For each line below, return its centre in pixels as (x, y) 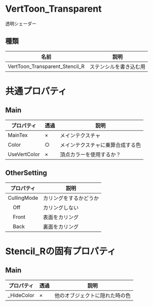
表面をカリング (61, 217)
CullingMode (23, 198)
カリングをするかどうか (71, 198)
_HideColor (21, 295)
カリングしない (61, 208)
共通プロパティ (36, 91)
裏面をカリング (61, 227)
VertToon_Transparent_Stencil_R (46, 66)
